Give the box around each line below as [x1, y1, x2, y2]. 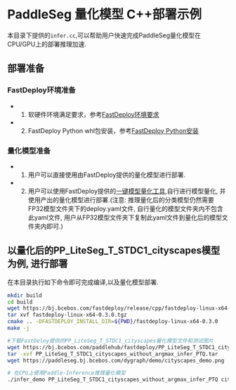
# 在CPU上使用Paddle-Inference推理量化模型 [7, 370, 126, 377]
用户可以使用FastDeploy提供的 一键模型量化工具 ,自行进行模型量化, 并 [27, 187, 226, 195]
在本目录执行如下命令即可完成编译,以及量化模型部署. [7, 277, 159, 286]
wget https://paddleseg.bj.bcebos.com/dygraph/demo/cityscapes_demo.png [7, 357, 225, 364]
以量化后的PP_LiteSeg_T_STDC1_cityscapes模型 [7, 244, 221, 257]
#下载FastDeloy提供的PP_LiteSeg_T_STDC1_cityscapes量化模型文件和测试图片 [7, 337, 214, 344]
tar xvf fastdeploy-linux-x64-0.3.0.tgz [7, 311, 128, 319]
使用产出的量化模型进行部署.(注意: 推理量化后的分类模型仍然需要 [27, 195, 214, 204]
